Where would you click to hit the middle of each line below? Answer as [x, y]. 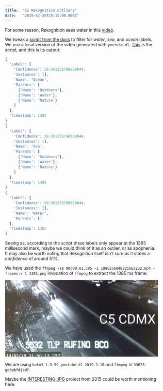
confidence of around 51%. [32, 259]
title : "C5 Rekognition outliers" [41, 10]
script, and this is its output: [33, 50]
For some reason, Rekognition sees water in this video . [60, 30]
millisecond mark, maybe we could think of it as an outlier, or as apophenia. [80, 248]
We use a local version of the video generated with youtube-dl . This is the [79, 44]
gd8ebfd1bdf [17, 370]
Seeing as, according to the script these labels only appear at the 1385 [75, 243]
